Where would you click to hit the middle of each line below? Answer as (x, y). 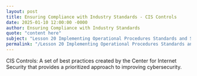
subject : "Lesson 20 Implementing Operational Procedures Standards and (97, 39)
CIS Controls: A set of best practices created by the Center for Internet (91, 61)
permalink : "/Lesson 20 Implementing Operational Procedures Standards (95, 44)
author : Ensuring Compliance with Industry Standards (73, 28)
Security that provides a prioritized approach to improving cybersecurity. (94, 67)
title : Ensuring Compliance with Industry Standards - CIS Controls (91, 17)
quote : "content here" (34, 33)
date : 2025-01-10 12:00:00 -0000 (47, 22)
